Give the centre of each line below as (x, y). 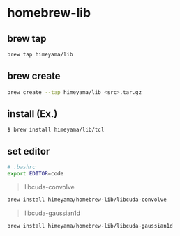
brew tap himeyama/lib (40, 54)
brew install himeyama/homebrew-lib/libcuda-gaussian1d (90, 226)
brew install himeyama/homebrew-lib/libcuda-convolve (87, 200)
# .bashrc (22, 167)
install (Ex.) (32, 114)
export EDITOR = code (36, 174)
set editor (29, 151)
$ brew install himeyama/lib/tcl (56, 130)
